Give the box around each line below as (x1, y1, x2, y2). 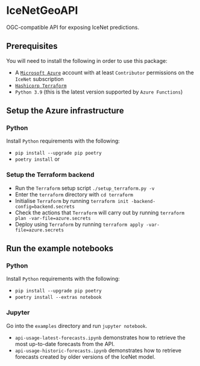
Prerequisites (6, 41, 58, 51)
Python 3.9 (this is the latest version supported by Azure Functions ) (14, 88, 183, 95)
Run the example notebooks (6, 243, 114, 254)
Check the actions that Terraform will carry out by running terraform (14, 209, 185, 216)
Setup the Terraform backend (6, 170, 95, 179)
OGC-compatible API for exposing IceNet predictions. (6, 24, 140, 31)
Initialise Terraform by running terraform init (14, 197, 129, 204)
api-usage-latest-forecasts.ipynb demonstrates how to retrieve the (14, 333, 186, 341)
